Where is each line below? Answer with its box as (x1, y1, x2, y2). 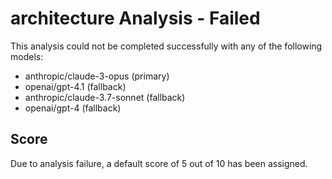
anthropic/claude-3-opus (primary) (24, 70, 170, 82)
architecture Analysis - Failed (10, 7, 261, 30)
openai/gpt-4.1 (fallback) (24, 80, 127, 92)
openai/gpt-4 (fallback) (24, 102, 122, 114)
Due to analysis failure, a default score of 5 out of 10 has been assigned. (10, 157, 308, 169)
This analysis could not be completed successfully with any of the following (10, 40, 323, 52)
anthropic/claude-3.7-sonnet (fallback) (24, 91, 186, 103)
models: (10, 50, 44, 62)
